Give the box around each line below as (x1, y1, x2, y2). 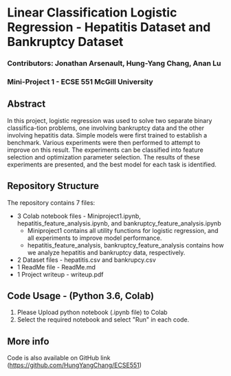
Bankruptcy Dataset (7, 34, 124, 49)
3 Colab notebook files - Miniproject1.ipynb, (16, 212, 141, 220)
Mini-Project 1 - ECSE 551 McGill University (7, 77, 153, 87)
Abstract (7, 98, 46, 110)
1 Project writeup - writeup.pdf (16, 270, 104, 278)
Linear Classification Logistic (7, 5, 177, 21)
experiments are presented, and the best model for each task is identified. (7, 160, 217, 168)
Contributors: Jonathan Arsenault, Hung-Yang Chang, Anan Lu (7, 58, 221, 68)
